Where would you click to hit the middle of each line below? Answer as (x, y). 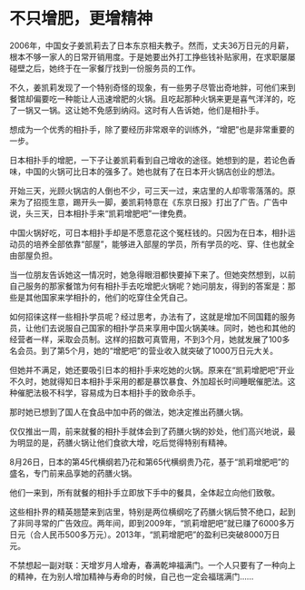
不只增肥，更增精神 (81, 19)
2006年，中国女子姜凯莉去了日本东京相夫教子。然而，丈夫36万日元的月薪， (152, 45)
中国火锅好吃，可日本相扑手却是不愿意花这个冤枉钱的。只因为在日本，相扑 (148, 232)
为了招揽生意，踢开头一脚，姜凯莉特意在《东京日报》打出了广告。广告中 (152, 202)
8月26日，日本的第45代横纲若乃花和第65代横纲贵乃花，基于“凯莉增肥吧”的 (149, 462)
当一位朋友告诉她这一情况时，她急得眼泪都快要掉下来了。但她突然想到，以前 (152, 274)
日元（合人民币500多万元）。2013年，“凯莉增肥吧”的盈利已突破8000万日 (145, 534)
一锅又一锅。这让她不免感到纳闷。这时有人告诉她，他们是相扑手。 (140, 110)
